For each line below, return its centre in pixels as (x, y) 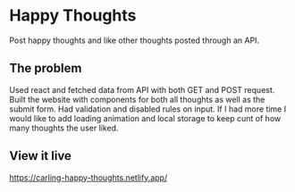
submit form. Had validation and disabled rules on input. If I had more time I (148, 109)
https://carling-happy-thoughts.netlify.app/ (88, 177)
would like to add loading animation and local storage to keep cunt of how (145, 118)
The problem (46, 68)
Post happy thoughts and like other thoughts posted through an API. (135, 40)
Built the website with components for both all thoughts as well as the (137, 99)
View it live (40, 156)
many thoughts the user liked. (64, 128)
